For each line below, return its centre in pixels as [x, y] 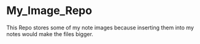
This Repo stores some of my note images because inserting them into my [100, 28]
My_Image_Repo [49, 11]
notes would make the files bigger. [50, 34]
